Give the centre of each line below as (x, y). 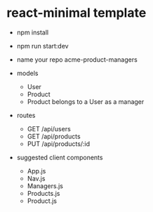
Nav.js (36, 178)
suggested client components (60, 157)
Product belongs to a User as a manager (86, 101)
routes (26, 115)
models (27, 73)
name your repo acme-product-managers (77, 59)
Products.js (44, 193)
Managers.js (45, 186)
